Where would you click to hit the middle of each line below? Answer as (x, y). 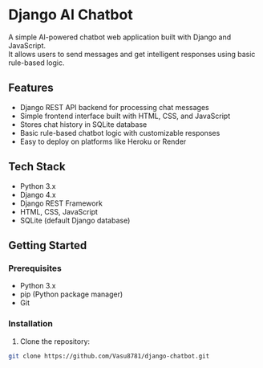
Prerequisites (35, 268)
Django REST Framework (61, 203)
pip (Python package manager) (71, 294)
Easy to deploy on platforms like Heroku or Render (103, 141)
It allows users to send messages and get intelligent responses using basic (132, 54)
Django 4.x (38, 194)
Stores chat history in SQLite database (83, 124)
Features (31, 88)
